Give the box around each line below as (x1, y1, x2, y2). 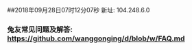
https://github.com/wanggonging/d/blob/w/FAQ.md (7, 34, 185, 43)
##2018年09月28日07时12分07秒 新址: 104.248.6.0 (7, 6, 150, 14)
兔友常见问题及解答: (7, 25, 73, 34)
